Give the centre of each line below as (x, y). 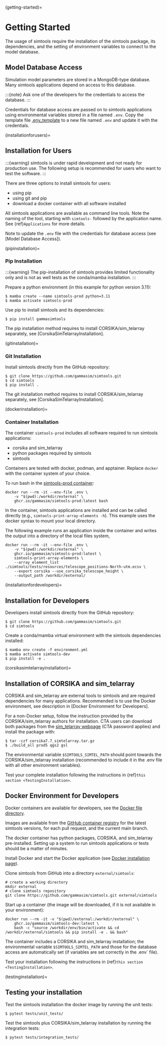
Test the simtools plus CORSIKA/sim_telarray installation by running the (78, 1023)
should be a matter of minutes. (37, 848)
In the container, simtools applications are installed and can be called (76, 510)
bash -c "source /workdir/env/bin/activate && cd (67, 928)
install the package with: (30, 732)
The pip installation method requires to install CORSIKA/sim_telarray (75, 328)
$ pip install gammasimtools (35, 319)
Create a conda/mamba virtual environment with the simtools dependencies (83, 636)
